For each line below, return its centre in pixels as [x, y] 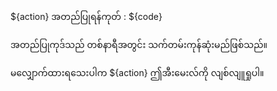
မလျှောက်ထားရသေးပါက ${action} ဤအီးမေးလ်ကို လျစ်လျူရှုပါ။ [137, 72]
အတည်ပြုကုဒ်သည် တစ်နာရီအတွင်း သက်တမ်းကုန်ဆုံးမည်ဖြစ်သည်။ [139, 44]
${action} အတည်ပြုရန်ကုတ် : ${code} [86, 16]
